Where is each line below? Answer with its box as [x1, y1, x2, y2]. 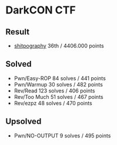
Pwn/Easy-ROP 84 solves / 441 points [14, 74, 106, 82]
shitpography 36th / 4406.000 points [14, 42, 104, 49]
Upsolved [5, 116, 42, 126]
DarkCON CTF [5, 4, 76, 17]
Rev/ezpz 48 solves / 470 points [14, 99, 92, 106]
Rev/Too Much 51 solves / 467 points [14, 93, 103, 100]
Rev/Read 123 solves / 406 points [14, 87, 95, 94]
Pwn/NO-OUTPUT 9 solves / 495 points [14, 132, 111, 139]
